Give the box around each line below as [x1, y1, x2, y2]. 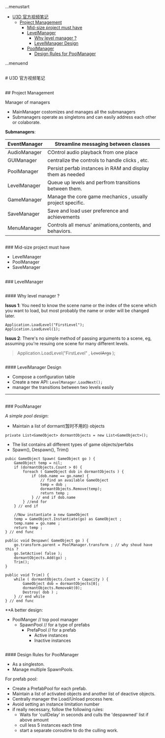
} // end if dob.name [31, 495, 76, 500]
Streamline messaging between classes [55, 140, 151, 147]
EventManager [7, 140, 43, 147]
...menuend [5, 61, 28, 66]
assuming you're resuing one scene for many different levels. [5, 340, 129, 346]
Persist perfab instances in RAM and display [47, 164, 149, 171]
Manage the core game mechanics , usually [47, 193, 148, 200]
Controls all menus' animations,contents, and [47, 221, 151, 228]
